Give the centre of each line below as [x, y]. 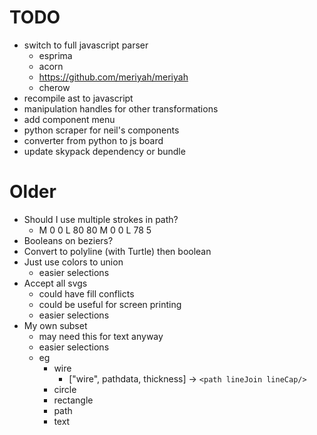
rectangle [73, 400]
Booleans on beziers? [68, 240]
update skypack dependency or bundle [104, 151]
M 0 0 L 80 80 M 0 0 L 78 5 [95, 230]
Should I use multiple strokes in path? [101, 219]
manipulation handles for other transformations [121, 108]
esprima [55, 55]
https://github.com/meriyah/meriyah [113, 77]
